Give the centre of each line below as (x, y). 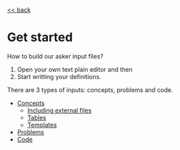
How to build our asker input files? (55, 56)
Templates (42, 125)
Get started (40, 37)
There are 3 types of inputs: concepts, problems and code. (90, 90)
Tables (37, 117)
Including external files (59, 110)
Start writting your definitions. (59, 76)
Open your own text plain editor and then (75, 69)
